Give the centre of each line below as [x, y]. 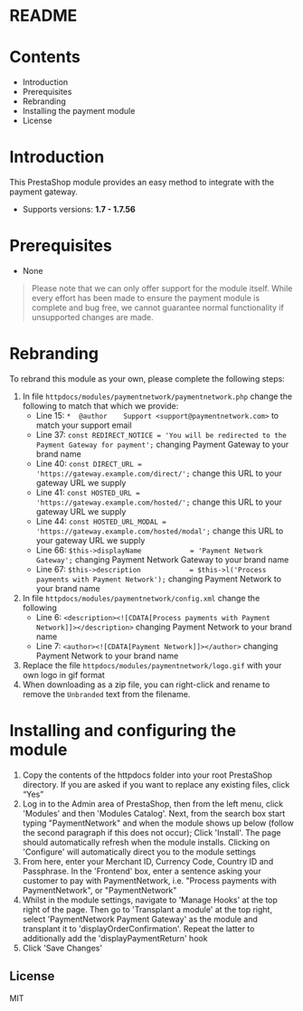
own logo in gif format [64, 675]
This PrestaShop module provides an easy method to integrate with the [142, 183]
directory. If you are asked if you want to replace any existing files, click [156, 784]
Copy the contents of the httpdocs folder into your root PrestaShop [147, 775]
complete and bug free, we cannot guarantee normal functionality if [158, 307]
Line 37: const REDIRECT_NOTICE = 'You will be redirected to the [161, 434]
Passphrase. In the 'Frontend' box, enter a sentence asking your [142, 871]
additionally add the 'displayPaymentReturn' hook [115, 938]
